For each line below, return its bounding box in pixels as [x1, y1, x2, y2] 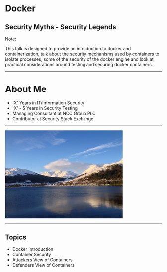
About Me [5, 84, 47, 95]
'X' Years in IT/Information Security [12, 100, 84, 106]
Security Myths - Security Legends [5, 23, 116, 31]
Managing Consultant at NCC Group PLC [12, 110, 96, 116]
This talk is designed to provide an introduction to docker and [5, 46, 131, 51]
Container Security [12, 252, 51, 258]
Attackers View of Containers [12, 257, 73, 263]
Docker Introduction [12, 246, 54, 252]
